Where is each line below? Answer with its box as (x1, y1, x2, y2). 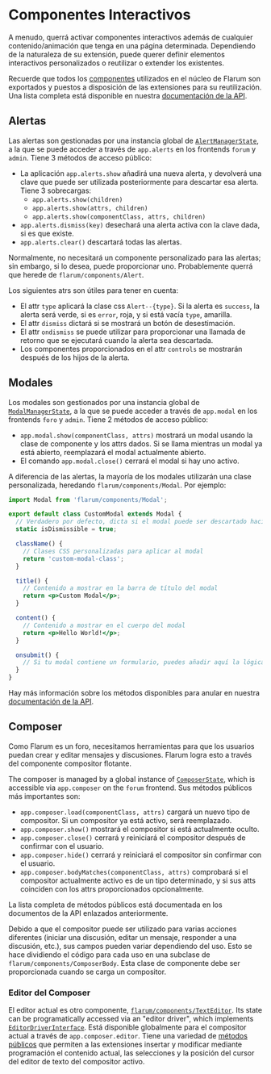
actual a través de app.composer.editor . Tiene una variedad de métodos (8, 1031, 248, 1041)
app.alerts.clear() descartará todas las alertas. (19, 236, 182, 247)
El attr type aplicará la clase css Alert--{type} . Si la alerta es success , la (19, 301, 261, 311)
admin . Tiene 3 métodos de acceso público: (8, 153, 152, 162)
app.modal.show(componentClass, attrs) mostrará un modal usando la (19, 430, 253, 440)
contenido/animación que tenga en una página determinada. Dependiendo (8, 40, 256, 50)
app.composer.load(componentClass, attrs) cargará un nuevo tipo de (19, 807, 251, 817)
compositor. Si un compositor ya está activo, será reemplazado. (19, 815, 232, 825)
